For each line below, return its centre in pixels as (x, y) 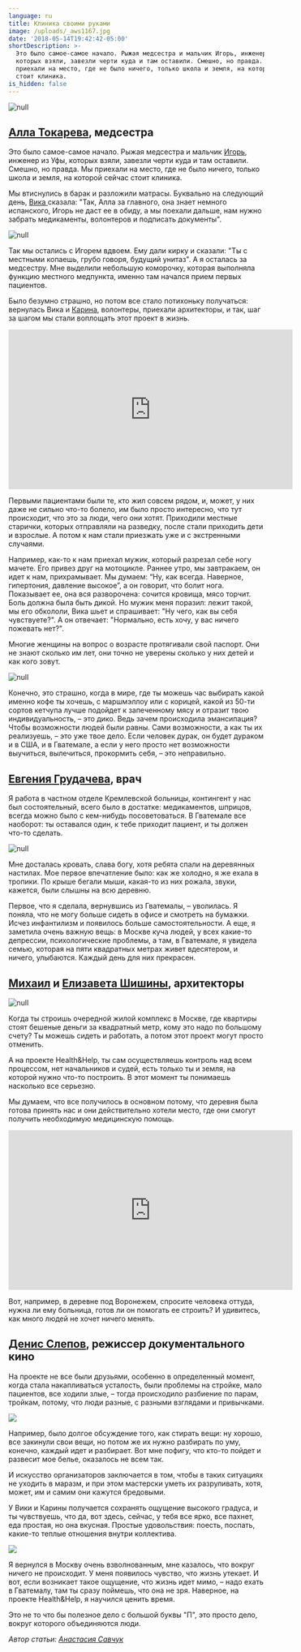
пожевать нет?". (37, 629)
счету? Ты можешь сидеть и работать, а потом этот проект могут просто (136, 1035)
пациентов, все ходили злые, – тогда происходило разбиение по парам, (133, 1393)
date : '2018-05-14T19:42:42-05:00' (69, 39)
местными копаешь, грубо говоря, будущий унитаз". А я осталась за (128, 260)
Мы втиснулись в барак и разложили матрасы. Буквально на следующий (136, 194)
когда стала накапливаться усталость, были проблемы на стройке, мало (135, 1385)
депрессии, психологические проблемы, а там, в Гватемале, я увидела (133, 940)
